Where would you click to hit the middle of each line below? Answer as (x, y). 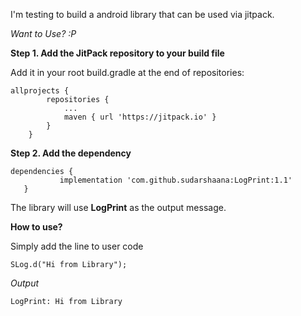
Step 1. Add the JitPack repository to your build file (117, 53)
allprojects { (40, 91)
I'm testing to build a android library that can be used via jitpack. (142, 14)
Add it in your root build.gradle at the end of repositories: (127, 72)
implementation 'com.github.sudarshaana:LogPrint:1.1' (176, 180)
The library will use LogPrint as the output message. (118, 207)
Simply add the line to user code (77, 246)
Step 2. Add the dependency (71, 153)
